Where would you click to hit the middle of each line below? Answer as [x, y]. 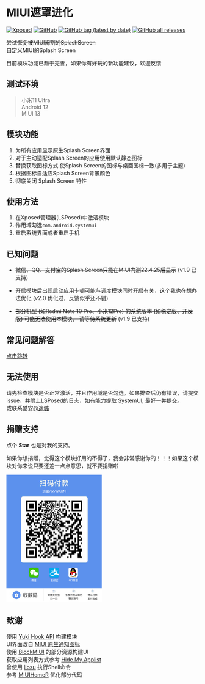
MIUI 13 [31, 113]
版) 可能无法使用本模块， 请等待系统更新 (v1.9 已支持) [82, 319]
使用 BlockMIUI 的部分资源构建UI [48, 652]
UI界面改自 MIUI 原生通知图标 [43, 644]
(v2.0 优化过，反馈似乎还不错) [70, 298]
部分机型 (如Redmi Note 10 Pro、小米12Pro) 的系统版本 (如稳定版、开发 [104, 311]
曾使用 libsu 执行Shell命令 [39, 667]
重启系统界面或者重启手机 [47, 233]
